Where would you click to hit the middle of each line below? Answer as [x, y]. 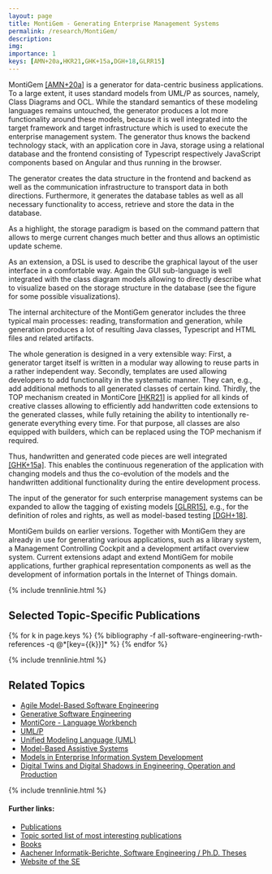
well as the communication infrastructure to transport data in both [119, 187]
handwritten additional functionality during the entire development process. [135, 482]
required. [24, 440]
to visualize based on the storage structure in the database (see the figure [132, 288]
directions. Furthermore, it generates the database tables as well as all [126, 195]
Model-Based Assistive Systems [74, 748]
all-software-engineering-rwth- [210, 635]
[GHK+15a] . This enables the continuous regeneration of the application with [136, 464]
